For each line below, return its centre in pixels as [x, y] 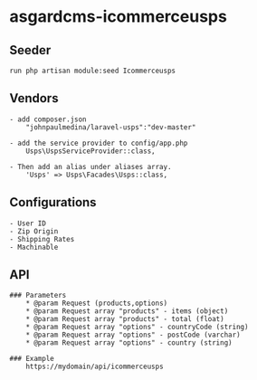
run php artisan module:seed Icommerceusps [93, 71]
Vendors [34, 98]
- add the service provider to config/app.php [99, 143]
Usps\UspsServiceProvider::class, [90, 151]
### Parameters [38, 296]
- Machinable [34, 247]
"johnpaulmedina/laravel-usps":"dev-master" [111, 127]
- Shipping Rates [42, 239]
